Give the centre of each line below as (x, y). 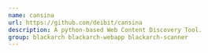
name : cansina (32, 15)
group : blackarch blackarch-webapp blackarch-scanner (98, 37)
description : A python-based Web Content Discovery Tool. (105, 30)
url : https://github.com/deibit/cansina (76, 23)
